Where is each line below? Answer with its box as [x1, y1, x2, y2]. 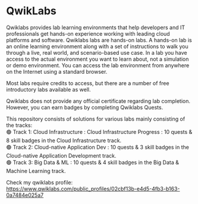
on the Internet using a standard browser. [6, 68, 108, 75]
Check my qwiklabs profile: [6, 178, 73, 186]
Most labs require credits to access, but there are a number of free [6, 79, 169, 87]
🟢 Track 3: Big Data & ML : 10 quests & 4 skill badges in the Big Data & [6, 159, 180, 166]
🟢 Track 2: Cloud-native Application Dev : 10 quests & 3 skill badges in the [6, 143, 189, 150]
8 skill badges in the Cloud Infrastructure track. [6, 137, 122, 144]
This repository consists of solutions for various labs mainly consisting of [6, 115, 186, 123]
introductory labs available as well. [6, 86, 91, 93]
